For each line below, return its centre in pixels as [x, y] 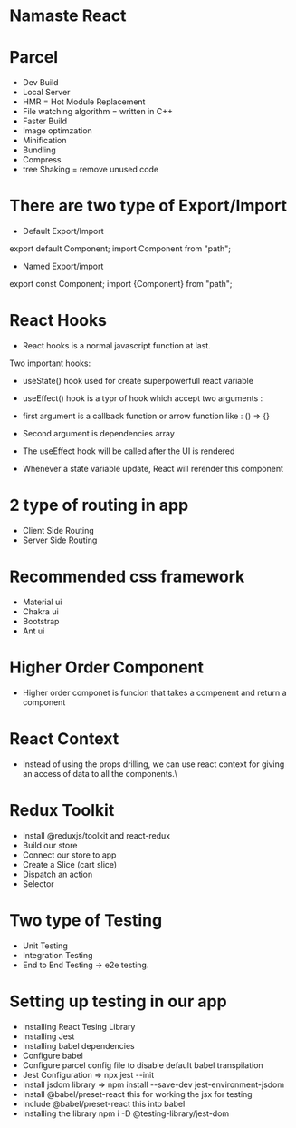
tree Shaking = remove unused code [91, 170]
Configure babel [53, 1055]
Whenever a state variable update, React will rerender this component [153, 469]
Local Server [46, 93]
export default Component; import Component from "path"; [120, 249]
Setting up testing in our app [119, 1001]
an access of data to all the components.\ [100, 773]
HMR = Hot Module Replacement [84, 102]
